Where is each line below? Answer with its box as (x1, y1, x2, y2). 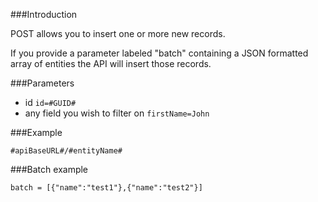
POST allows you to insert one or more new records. (10, 28, 226, 39)
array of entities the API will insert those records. (10, 58, 212, 69)
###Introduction (10, 9, 78, 20)
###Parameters (10, 77, 75, 89)
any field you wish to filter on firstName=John (24, 107, 210, 119)
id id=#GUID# (24, 97, 77, 108)
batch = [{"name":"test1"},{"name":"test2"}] (10, 183, 203, 193)
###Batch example (10, 164, 89, 175)
